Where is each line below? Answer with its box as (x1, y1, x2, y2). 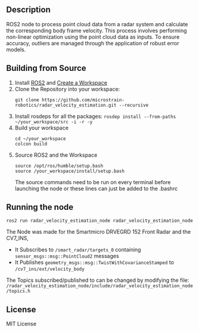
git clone (14, 97, 40, 103)
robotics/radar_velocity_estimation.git (14, 102, 117, 108)
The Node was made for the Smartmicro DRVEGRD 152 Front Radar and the (6, 228, 191, 235)
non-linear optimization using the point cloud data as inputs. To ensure (6, 33, 180, 41)
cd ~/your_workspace (14, 135, 66, 142)
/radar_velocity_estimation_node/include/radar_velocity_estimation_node (6, 283, 194, 289)
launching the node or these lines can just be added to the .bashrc (14, 185, 178, 192)
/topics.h (6, 288, 31, 294)
